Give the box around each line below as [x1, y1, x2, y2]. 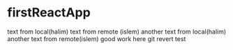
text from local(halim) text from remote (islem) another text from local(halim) [7, 27, 227, 36]
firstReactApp [7, 5, 91, 21]
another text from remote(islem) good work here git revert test [7, 34, 186, 42]
